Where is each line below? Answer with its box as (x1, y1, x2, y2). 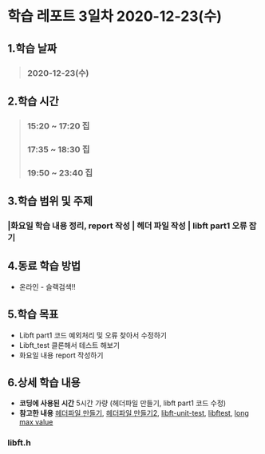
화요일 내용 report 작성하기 (18, 350, 104, 360)
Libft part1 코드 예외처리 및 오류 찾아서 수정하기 (18, 330, 167, 340)
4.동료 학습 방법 (7, 259, 81, 273)
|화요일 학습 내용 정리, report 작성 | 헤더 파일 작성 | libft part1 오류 (7, 220, 247, 231)
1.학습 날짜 (7, 41, 57, 55)
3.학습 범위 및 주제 (7, 195, 93, 208)
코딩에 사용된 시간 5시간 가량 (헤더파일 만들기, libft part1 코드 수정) (18, 398, 227, 408)
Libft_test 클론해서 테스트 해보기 (18, 340, 121, 349)
